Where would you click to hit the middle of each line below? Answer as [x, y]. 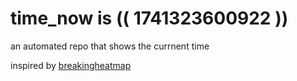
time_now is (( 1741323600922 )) [149, 18]
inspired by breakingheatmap [71, 65]
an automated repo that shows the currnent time [110, 46]
